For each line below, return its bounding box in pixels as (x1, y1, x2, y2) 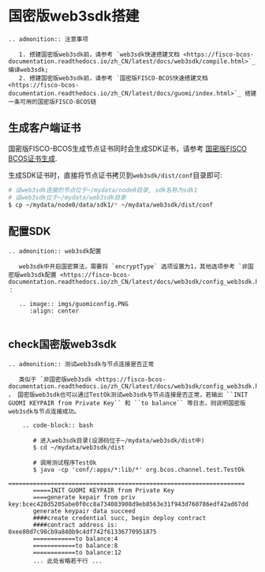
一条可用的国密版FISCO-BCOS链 (8, 98, 97, 106)
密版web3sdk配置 (8, 271, 57, 279)
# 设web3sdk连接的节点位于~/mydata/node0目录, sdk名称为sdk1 (8, 186, 198, 194)
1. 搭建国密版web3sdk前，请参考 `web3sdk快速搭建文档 (18, 50, 180, 58)
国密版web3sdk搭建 (8, 7, 140, 25)
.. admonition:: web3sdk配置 (8, 248, 102, 256)
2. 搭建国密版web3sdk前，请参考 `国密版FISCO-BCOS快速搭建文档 (18, 74, 208, 82)
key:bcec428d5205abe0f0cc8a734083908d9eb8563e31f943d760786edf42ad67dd (8, 500, 248, 508)
